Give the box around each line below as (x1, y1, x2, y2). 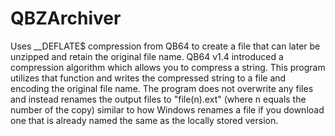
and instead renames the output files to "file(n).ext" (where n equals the (10, 93, 307, 105)
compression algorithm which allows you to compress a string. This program (10, 61, 326, 73)
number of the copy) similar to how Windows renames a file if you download (10, 103, 325, 116)
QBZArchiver (10, 7, 122, 30)
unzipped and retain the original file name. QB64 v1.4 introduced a (10, 50, 284, 62)
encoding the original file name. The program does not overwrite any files (10, 82, 314, 94)
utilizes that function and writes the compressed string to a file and (10, 72, 287, 84)
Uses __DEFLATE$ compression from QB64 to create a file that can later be (10, 40, 321, 52)
